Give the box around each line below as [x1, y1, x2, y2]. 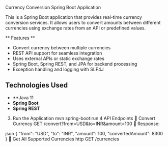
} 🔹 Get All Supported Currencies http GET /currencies [5, 136, 120, 142]
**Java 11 [12, 94, 34, 101]
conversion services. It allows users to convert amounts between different [5, 20, 161, 25]
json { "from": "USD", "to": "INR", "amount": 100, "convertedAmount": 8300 [5, 130, 163, 136]
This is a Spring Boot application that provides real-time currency [5, 14, 143, 20]
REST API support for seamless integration [12, 50, 102, 56]
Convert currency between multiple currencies [12, 45, 111, 50]
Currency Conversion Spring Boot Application [5, 5, 101, 10]
